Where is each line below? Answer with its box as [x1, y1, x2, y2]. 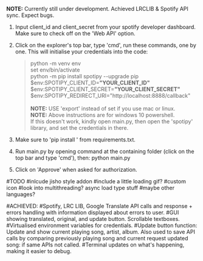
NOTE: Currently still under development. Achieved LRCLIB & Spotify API [6, 5, 188, 12]
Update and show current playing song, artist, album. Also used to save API [6, 228, 196, 236]
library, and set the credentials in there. [30, 124, 129, 131]
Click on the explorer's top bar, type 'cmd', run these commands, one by [15, 42, 196, 49]
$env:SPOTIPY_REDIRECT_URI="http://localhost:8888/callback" [30, 92, 191, 99]
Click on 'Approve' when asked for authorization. [15, 166, 137, 173]
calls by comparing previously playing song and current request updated [6, 235, 188, 242]
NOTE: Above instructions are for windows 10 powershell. [30, 112, 175, 118]
